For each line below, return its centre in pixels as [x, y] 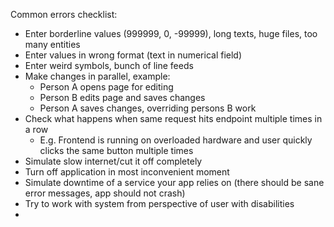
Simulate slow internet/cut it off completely [113, 161]
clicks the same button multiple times [116, 150]
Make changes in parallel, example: [97, 76]
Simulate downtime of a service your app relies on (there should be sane [174, 182]
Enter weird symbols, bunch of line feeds [109, 65]
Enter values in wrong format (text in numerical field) [133, 55]
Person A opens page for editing [106, 87]
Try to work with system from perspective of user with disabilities [159, 203]
